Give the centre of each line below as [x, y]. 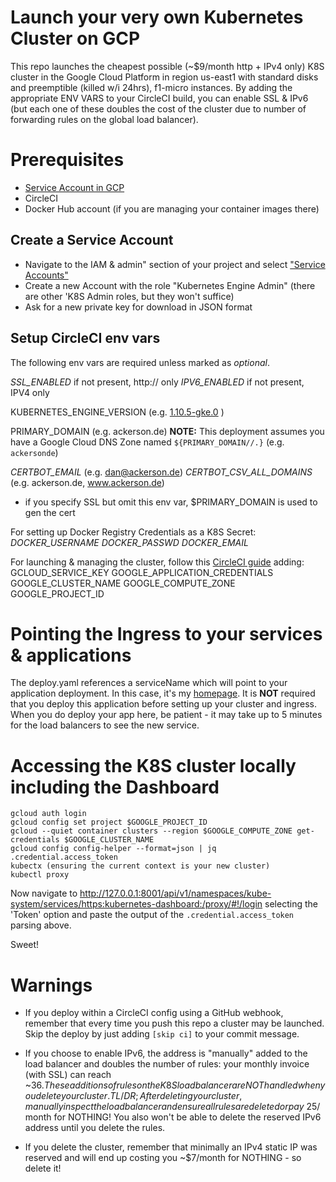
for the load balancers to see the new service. [105, 725]
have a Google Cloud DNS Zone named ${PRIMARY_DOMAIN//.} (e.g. [147, 442]
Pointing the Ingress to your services [166, 633]
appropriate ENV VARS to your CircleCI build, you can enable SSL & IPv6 [159, 98]
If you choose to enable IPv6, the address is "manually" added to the [166, 1053]
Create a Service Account [92, 240]
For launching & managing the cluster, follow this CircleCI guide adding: [157, 562]
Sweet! [25, 945]
